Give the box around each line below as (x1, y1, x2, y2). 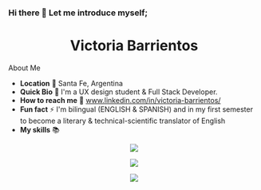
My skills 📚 (19, 125, 60, 134)
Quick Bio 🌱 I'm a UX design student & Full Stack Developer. (19, 87, 218, 97)
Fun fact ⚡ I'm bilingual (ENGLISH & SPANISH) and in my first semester (19, 104, 254, 114)
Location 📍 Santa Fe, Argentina (19, 78, 124, 88)
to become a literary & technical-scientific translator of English (19, 116, 226, 125)
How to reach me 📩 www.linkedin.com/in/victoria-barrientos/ (19, 95, 221, 105)
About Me (8, 63, 42, 73)
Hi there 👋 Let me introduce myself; (8, 7, 148, 18)
